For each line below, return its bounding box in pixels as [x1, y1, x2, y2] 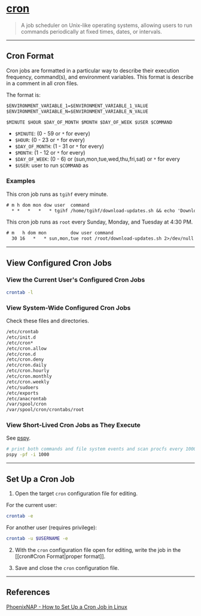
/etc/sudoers [6, 384, 39, 391]
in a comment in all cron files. [6, 80, 79, 87]
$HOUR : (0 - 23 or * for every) [14, 137, 86, 144]
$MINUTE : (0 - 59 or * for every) [14, 130, 91, 137]
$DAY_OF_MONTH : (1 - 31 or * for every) [14, 143, 105, 150]
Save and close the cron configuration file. [14, 564, 120, 571]
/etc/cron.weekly [6, 379, 50, 385]
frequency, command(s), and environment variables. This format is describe [6, 73, 194, 80]
